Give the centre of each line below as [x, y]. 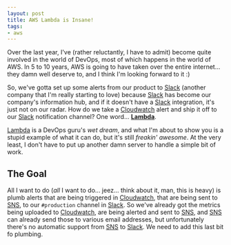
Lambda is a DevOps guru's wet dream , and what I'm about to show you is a [115, 130]
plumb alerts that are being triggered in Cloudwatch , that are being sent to [113, 198]
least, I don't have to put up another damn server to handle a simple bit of [111, 145]
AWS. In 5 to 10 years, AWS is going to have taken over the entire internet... [114, 67]
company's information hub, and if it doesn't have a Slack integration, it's [111, 102]
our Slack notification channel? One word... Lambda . [82, 117]
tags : [15, 26]
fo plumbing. [25, 234]
